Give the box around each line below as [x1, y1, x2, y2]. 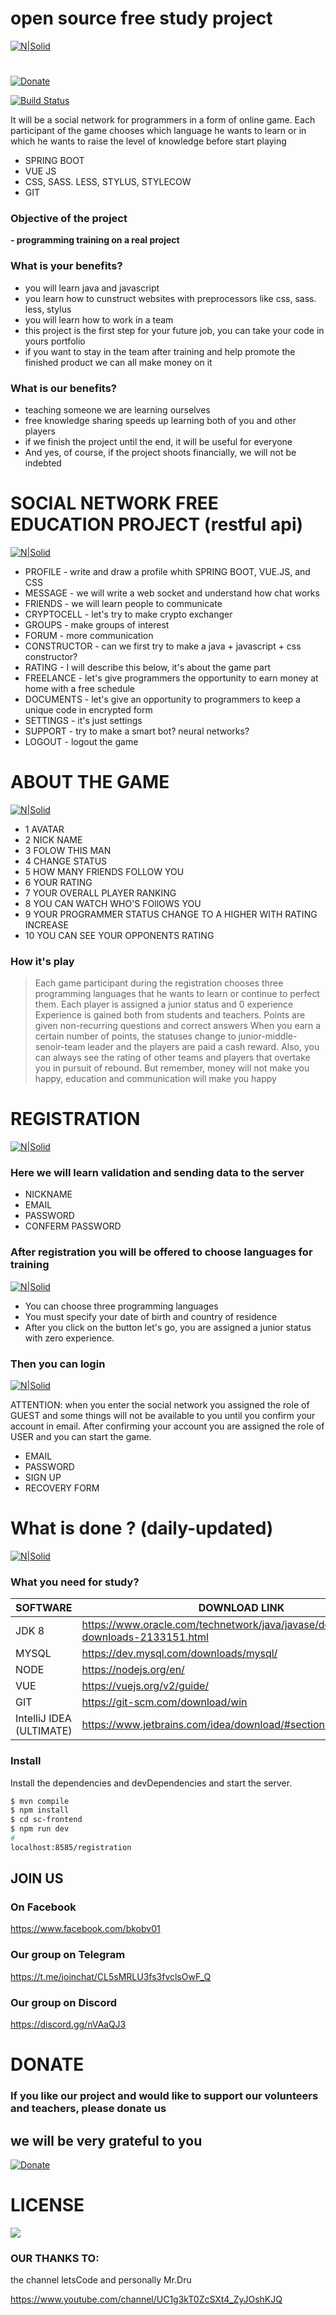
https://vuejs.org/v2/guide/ [81, 1679, 210, 1693]
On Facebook [10, 1900, 77, 1914]
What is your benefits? [10, 259, 123, 273]
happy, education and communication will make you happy [34, 1073, 277, 1085]
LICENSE [10, 2194, 85, 2217]
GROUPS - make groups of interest [24, 618, 170, 631]
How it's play [10, 954, 75, 968]
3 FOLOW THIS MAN [24, 844, 112, 856]
